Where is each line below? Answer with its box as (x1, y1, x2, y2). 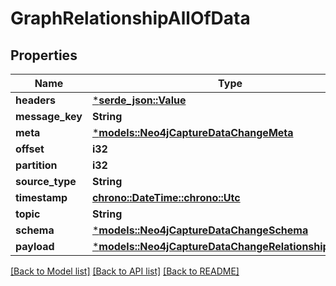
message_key (15, 110, 83, 123)
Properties (10, 47, 78, 64)
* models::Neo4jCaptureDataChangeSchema (91, 223, 309, 237)
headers (15, 93, 57, 107)
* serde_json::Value (91, 93, 187, 107)
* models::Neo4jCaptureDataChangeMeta (91, 126, 294, 139)
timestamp (15, 191, 68, 204)
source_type (15, 175, 77, 188)
